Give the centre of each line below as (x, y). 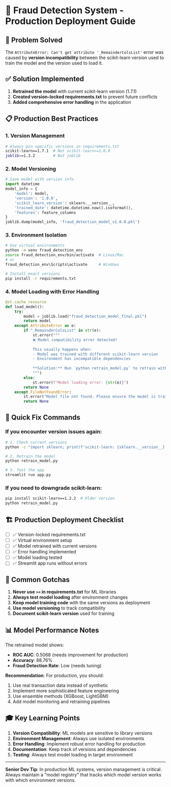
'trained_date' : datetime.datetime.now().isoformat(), (74, 208)
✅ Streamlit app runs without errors (50, 563)
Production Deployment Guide (70, 21)
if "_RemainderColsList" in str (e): (62, 330)
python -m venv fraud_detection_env (44, 250)
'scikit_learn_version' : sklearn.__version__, (65, 203)
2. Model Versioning (31, 169)
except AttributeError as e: (45, 326)
